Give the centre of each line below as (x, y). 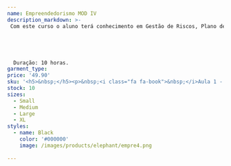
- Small (24, 101)
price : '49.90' (29, 75)
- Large (24, 114)
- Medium (26, 107)
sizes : (16, 94)
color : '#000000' (44, 139)
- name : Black (33, 133)
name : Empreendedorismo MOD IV (52, 13)
